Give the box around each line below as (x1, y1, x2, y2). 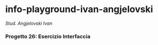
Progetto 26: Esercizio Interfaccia (5, 33, 91, 40)
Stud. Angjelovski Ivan (5, 20, 53, 26)
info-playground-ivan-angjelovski (5, 4, 153, 15)
